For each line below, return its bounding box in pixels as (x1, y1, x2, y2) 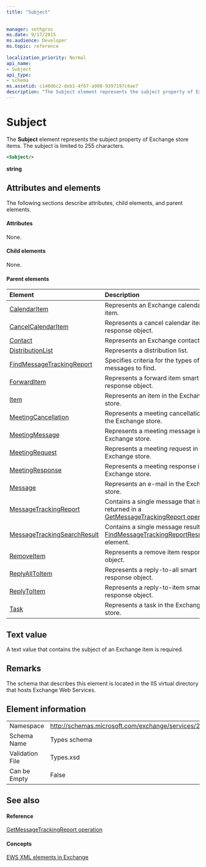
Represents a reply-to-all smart (104, 566, 197, 574)
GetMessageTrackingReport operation (6, 826, 103, 833)
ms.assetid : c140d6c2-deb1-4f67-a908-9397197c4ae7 (6, 83, 139, 90)
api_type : (6, 72, 32, 78)
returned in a (104, 505, 142, 514)
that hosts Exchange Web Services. (6, 686, 96, 693)
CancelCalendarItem (9, 323, 69, 331)
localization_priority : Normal (6, 55, 86, 61)
